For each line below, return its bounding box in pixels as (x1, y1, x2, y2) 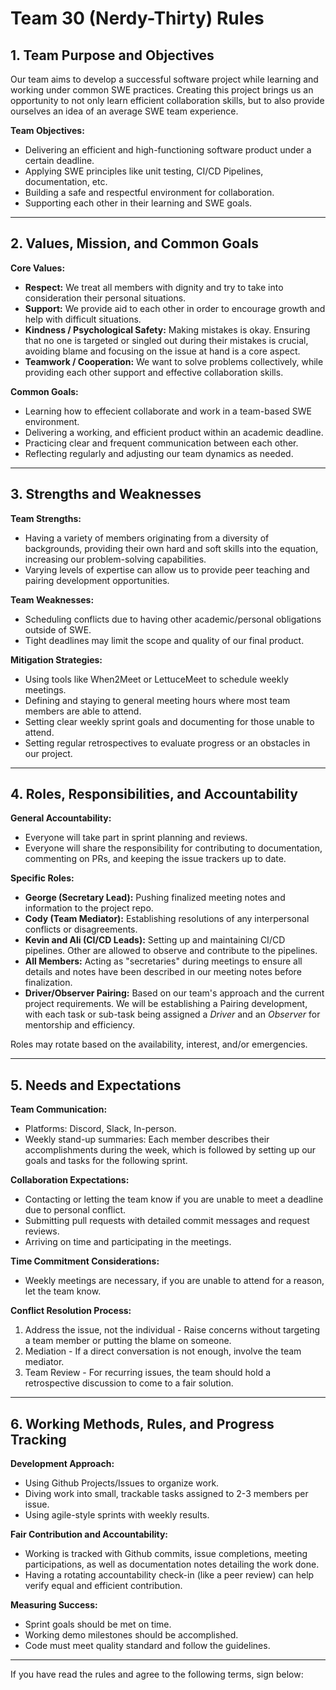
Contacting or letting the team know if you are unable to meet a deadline (24, 1193, 324, 1206)
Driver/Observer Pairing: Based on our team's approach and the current (24, 987, 325, 999)
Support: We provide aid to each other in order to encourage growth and (24, 302, 326, 314)
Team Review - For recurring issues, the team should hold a (24, 1367, 272, 1379)
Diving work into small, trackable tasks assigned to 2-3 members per (24, 1488, 309, 1500)
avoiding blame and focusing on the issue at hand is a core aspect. (24, 345, 301, 357)
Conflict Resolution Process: (10, 1305, 132, 1317)
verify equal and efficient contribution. (24, 1580, 183, 1592)
